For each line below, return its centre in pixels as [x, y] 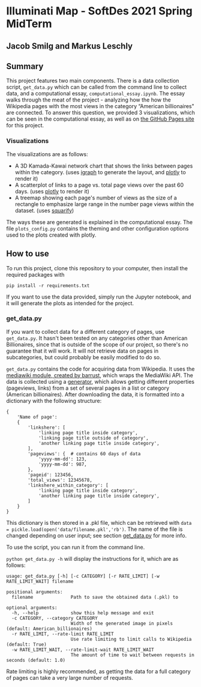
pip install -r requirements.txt [48, 286]
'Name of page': [37, 417]
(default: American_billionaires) [49, 629]
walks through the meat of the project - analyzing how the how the [88, 100]
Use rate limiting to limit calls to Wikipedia [131, 639]
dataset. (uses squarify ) [44, 210]
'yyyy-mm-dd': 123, [62, 459]
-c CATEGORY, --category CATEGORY [55, 618]
